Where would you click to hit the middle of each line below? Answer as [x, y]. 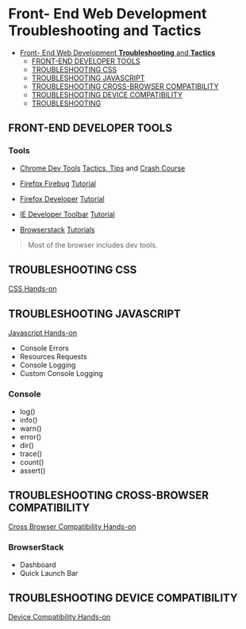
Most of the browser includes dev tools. [92, 245]
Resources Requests [53, 357]
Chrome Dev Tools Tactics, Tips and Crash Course [102, 168]
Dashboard [38, 565]
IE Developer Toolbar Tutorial [67, 214]
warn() [31, 428]
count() [32, 462]
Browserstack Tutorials [57, 229]
